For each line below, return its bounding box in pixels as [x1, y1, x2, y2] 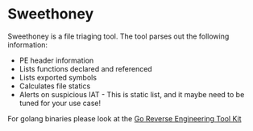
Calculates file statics [19, 81, 91, 91]
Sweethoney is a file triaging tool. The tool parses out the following [7, 31, 230, 41]
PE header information [19, 55, 94, 65]
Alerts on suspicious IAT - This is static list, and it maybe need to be [19, 89, 245, 99]
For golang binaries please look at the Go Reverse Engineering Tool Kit [7, 113, 242, 123]
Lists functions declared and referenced [19, 63, 152, 73]
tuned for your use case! [19, 98, 102, 108]
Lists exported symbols [19, 72, 97, 82]
